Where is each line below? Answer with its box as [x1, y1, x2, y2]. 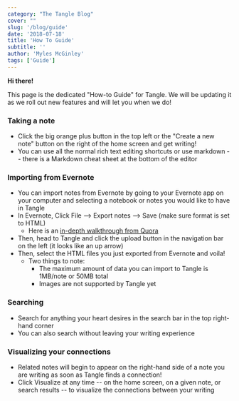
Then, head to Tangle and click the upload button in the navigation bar [17, 234, 224, 243]
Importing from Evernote [7, 172, 95, 182]
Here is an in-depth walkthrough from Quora [28, 226, 159, 235]
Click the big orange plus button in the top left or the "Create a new [17, 132, 215, 141]
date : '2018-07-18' [7, 30, 65, 38]
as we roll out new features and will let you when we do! [7, 98, 172, 106]
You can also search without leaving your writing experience [17, 329, 196, 337]
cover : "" [7, 17, 37, 24]
